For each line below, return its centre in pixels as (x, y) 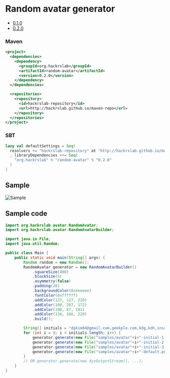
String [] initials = (45, 328)
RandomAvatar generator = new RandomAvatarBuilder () (80, 267)
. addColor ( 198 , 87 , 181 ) (58, 310)
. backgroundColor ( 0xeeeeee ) (62, 291)
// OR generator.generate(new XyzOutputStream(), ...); (83, 361)
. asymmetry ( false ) (52, 281)
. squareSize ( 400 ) (51, 272)
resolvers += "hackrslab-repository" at (53, 151)
